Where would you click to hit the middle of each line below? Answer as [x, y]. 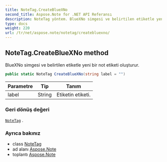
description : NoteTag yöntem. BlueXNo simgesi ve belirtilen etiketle [80, 19]
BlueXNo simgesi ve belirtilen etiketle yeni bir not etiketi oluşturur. [72, 65]
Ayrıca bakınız [23, 133]
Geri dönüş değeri [27, 109]
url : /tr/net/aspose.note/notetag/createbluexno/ [58, 33]
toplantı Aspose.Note [34, 155]
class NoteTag [27, 144]
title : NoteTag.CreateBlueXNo [37, 10]
